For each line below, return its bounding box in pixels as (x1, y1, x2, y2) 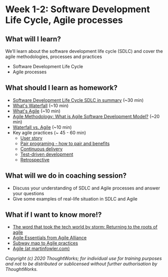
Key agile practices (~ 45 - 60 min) (12, 129, 87, 135)
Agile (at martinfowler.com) (12, 245, 70, 252)
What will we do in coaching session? (5, 172, 127, 180)
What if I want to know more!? (5, 210, 102, 219)
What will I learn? (5, 35, 61, 43)
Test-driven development (20, 151, 74, 157)
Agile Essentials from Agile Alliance (12, 235, 87, 241)
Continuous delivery (20, 146, 63, 152)
